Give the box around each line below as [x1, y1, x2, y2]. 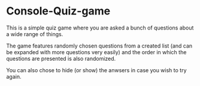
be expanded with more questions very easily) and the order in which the [6, 48, 187, 55]
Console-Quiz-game [6, 4, 111, 18]
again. [6, 73, 22, 80]
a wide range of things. [6, 30, 63, 37]
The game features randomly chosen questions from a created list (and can [6, 42, 193, 49]
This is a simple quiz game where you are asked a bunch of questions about [6, 24, 194, 31]
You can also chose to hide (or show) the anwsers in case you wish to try [6, 66, 187, 73]
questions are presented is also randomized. [6, 55, 116, 62]
